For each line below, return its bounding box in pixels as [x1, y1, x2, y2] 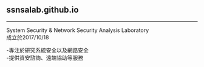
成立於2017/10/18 [6, 33, 49, 41]
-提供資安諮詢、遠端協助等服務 [6, 54, 84, 61]
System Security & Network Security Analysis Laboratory [6, 27, 149, 34]
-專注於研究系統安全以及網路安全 [6, 46, 89, 54]
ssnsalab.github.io [6, 5, 79, 15]
